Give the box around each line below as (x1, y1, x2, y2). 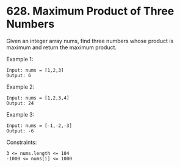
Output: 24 (6, 100, 34, 106)
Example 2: (6, 83, 35, 90)
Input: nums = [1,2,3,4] (6, 95, 70, 101)
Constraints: (6, 138, 37, 146)
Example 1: (6, 55, 34, 63)
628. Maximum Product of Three (6, 4, 175, 18)
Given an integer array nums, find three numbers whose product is (6, 37, 174, 44)
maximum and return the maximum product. (6, 44, 117, 51)
